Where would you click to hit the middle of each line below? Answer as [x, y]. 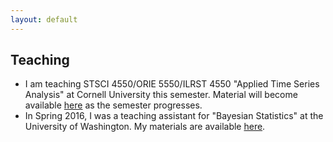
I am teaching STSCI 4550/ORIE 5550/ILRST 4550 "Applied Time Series [172, 84]
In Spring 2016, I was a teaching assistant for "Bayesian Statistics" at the [174, 116]
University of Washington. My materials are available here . [145, 127]
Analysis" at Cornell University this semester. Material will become [161, 95]
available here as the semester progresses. [113, 105]
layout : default [44, 19]
